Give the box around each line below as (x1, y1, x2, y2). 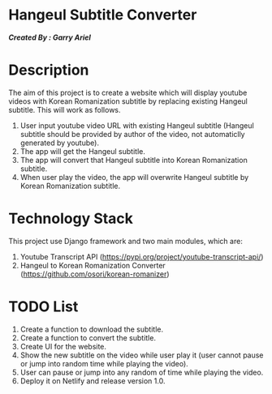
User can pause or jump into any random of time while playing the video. (19, 367, 264, 377)
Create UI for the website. (19, 341, 107, 351)
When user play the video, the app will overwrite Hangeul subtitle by (19, 172, 249, 182)
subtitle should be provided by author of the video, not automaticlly (19, 129, 245, 139)
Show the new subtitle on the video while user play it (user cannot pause (19, 350, 264, 360)
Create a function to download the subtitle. (19, 324, 164, 334)
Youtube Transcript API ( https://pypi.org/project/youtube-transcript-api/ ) (19, 251, 264, 261)
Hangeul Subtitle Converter (8, 6, 197, 24)
